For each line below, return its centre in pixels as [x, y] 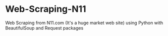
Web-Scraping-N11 [46, 9]
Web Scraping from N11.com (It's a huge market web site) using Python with [84, 23]
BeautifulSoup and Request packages [44, 28]
